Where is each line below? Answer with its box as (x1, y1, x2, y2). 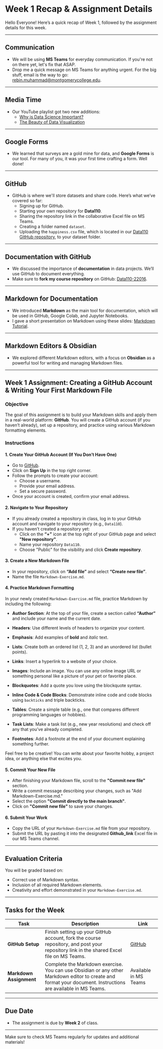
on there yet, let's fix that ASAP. (12, 61, 76, 67)
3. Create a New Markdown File (5, 558, 69, 564)
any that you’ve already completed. (12, 726, 83, 732)
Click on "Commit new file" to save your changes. (12, 803, 114, 809)
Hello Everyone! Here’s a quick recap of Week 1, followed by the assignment (5, 19, 157, 25)
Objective (5, 401, 29, 407)
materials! (5, 1039, 25, 1045)
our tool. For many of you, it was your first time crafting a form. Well (12, 156, 147, 162)
